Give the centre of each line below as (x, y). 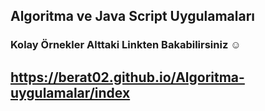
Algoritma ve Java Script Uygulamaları (133, 16)
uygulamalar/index (70, 92)
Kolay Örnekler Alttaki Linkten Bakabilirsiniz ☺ (126, 45)
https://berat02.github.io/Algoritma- (127, 77)
